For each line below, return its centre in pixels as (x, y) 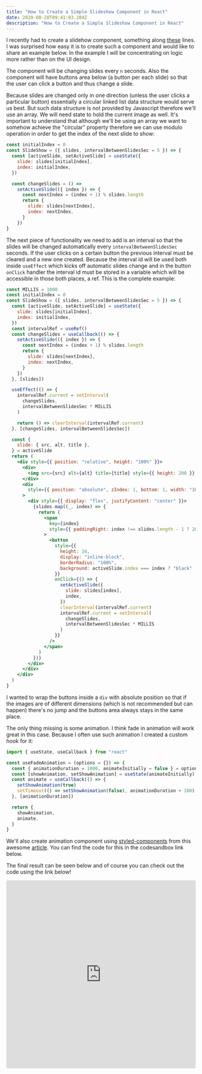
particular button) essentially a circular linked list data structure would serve (100, 102)
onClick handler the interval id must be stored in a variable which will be (95, 272)
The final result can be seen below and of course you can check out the (95, 866)
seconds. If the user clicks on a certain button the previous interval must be (100, 253)
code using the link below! (39, 872)
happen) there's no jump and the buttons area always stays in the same (95, 710)
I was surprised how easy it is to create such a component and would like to (100, 46)
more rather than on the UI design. (49, 59)
